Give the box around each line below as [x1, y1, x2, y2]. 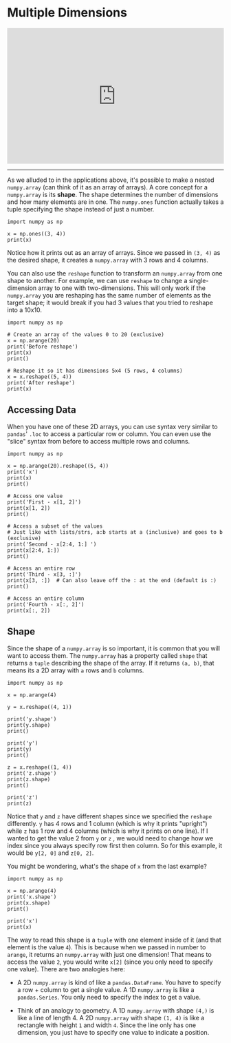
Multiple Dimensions [7, 5, 127, 21]
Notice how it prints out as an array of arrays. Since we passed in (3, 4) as [7, 248, 221, 256]
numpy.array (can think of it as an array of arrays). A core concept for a [7, 183, 208, 191]
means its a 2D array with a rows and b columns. [7, 666, 144, 674]
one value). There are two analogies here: [7, 964, 126, 973]
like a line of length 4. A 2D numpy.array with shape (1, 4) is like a [16, 1013, 205, 1022]
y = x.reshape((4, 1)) [7, 703, 72, 710]
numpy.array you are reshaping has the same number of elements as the [7, 291, 212, 299]
